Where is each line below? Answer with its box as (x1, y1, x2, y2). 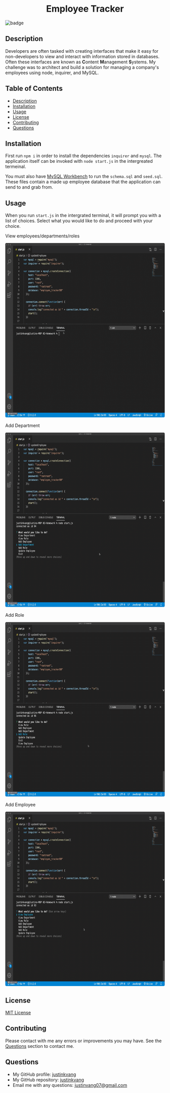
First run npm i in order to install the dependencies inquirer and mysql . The (5, 153, 162, 159)
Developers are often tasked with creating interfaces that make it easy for (5, 48, 158, 54)
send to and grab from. (5, 184, 53, 190)
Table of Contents (5, 84, 63, 93)
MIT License (5, 1010, 31, 1015)
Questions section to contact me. (5, 1043, 74, 1049)
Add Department (5, 422, 40, 429)
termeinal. (5, 163, 26, 170)
